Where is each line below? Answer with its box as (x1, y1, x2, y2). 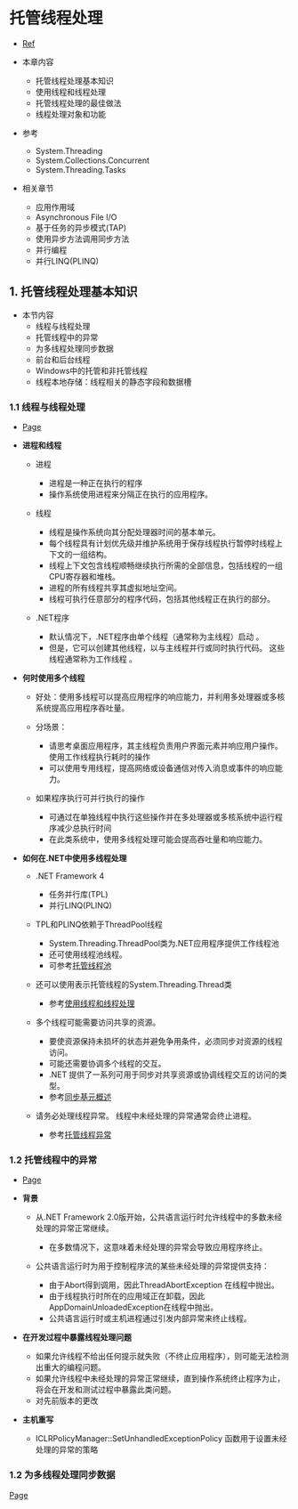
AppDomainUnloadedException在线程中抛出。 (48, 1302, 219, 1313)
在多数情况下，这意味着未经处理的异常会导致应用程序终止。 (48, 1242, 268, 1253)
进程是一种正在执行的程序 (48, 478, 143, 489)
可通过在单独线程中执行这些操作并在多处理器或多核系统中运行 (48, 812, 276, 823)
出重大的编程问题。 (35, 1362, 107, 1373)
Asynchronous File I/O (35, 211, 117, 223)
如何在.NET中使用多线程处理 (21, 853, 127, 864)
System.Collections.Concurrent (35, 155, 149, 166)
